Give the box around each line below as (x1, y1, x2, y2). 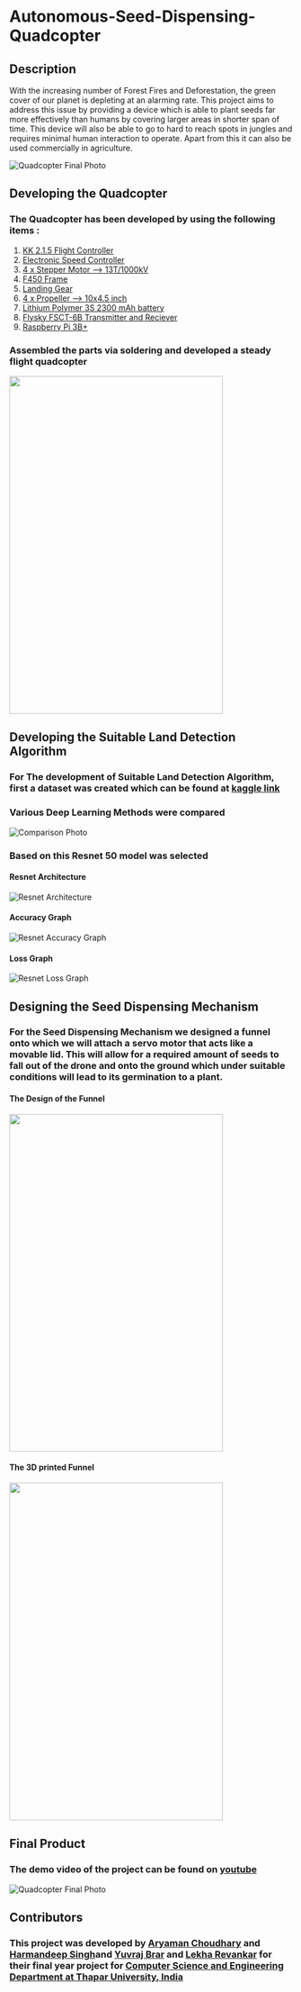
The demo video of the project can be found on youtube (9, 1863, 258, 1876)
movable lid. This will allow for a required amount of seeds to (9, 1048, 280, 1061)
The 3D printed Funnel (9, 1462, 94, 1473)
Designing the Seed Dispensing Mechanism (9, 999, 259, 1014)
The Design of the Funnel (9, 1093, 105, 1104)
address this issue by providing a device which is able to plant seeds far (9, 104, 276, 114)
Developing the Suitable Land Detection (9, 729, 236, 745)
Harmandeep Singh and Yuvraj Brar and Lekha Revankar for (9, 1948, 272, 1960)
